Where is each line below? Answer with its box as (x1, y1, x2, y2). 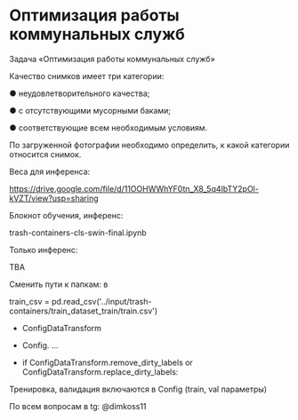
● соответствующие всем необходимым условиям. (9, 122, 208, 133)
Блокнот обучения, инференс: (9, 210, 124, 220)
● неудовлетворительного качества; (9, 88, 150, 99)
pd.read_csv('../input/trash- (52, 296, 152, 306)
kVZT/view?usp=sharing (9, 193, 99, 203)
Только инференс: (9, 244, 78, 255)
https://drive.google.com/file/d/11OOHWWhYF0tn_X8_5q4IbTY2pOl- (9, 183, 260, 194)
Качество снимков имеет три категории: (9, 70, 165, 81)
